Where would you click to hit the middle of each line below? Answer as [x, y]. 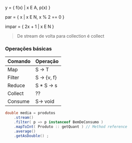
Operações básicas [28, 48]
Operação [47, 61]
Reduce [16, 86]
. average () [25, 131]
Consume [19, 101]
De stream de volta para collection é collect [61, 36]
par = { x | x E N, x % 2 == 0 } [35, 17]
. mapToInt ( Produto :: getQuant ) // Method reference [71, 127]
